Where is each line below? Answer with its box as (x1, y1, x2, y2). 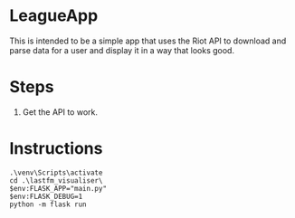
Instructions (9, 138, 103, 159)
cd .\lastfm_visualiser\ (9, 175, 103, 185)
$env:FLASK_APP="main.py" (9, 184, 107, 193)
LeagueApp (9, 5, 99, 26)
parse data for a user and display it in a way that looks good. (9, 44, 235, 55)
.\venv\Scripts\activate (9, 168, 103, 177)
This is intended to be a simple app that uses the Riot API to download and (9, 35, 287, 46)
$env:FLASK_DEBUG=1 (9, 192, 83, 201)
